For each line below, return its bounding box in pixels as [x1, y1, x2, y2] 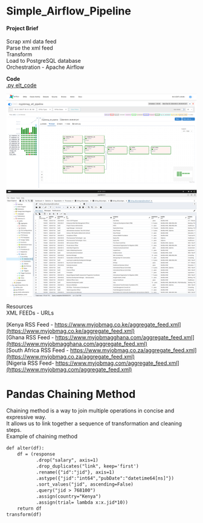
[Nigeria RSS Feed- [6, 359, 54, 367]
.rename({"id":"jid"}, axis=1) [36, 469, 115, 475]
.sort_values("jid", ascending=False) [36, 481, 134, 487]
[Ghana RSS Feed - [6, 334, 54, 341]
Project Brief [6, 24, 39, 31]
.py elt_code [6, 82, 37, 89]
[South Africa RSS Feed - [6, 347, 69, 354]
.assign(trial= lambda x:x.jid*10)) [36, 499, 129, 505]
